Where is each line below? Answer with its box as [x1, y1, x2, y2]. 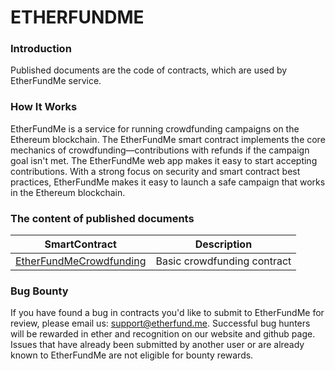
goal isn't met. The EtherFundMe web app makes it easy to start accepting [10, 154, 318, 166]
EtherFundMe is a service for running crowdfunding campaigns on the [10, 122, 300, 135]
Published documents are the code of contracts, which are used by [10, 64, 288, 76]
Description [194, 237, 253, 251]
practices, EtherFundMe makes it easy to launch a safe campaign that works [10, 176, 326, 188]
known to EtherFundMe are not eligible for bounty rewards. [10, 349, 254, 361]
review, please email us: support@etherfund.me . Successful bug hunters [10, 317, 311, 330]
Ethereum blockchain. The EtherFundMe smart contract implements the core [10, 133, 326, 145]
